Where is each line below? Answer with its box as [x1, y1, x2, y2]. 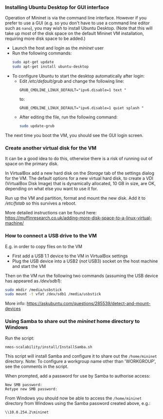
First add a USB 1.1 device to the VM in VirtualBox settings [12, 253, 128, 259]
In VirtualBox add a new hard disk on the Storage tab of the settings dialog [5, 170, 155, 176]
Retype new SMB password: [5, 387, 57, 392]
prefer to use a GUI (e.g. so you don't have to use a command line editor [5, 20, 150, 26]
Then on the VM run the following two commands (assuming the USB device [5, 272, 159, 279]
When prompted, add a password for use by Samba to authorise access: [5, 373, 150, 379]
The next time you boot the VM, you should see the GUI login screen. [5, 132, 144, 138]
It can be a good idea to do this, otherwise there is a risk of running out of [5, 155, 153, 162]
